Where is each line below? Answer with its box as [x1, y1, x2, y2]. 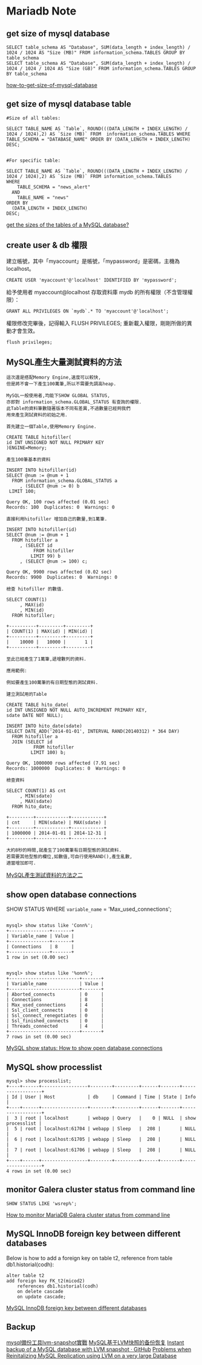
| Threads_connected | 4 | [6, 1023, 104, 1030]
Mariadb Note [6, 4, 77, 18]
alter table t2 [6, 1272, 45, 1278]
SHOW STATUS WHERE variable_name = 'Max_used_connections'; [6, 905, 172, 913]
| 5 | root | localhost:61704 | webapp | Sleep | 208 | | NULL [6, 1126, 197, 1132]
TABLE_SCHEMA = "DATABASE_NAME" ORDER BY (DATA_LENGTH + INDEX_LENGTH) [6, 136, 191, 142]
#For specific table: [6, 157, 61, 164]
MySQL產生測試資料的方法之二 [6, 871, 83, 879]
